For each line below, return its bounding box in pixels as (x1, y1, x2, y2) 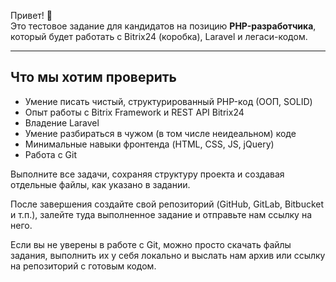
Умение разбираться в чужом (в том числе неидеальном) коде (24, 127, 297, 139)
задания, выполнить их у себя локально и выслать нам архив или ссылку (10, 249, 326, 261)
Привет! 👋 (10, 10, 53, 21)
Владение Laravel (24, 116, 100, 129)
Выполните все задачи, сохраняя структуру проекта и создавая (10, 168, 285, 180)
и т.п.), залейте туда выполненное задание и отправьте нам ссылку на (10, 208, 313, 220)
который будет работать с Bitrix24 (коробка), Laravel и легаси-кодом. (10, 31, 308, 42)
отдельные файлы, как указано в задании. (10, 178, 191, 190)
